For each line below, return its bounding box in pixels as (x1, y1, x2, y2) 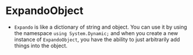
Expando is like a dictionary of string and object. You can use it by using (14, 23, 188, 30)
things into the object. (14, 42, 67, 49)
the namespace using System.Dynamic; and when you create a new (14, 29, 178, 36)
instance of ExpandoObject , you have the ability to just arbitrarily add (14, 36, 180, 43)
